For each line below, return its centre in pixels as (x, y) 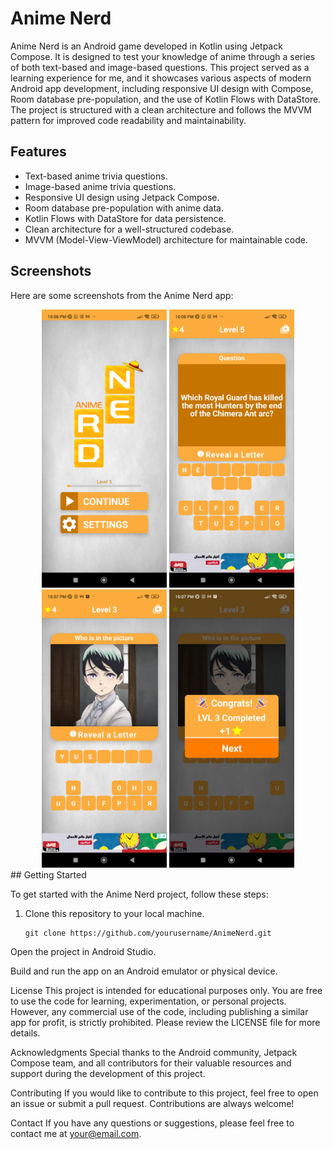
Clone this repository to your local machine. (114, 913)
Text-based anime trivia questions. (96, 176)
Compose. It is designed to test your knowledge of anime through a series (163, 56)
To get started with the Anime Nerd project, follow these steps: (139, 894)
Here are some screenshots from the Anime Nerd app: (122, 295)
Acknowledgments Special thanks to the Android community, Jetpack (154, 1052)
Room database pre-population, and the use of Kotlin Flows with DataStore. (166, 99)
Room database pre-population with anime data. (124, 208)
